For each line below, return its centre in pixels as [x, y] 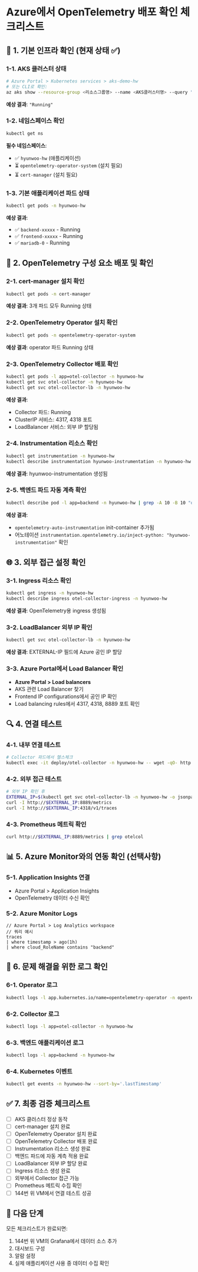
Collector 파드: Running [43, 412]
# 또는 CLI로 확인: [27, 87]
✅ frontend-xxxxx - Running [49, 236]
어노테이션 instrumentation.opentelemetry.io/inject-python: [89, 534]
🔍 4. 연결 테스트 [34, 724]
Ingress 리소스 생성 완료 [42, 1171]
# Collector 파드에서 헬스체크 [39, 758]
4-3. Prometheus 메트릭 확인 [46, 824]
